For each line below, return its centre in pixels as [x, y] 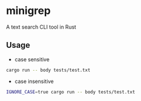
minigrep [28, 11]
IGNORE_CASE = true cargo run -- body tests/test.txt [70, 92]
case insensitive [34, 81]
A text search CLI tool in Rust [41, 27]
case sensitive [32, 59]
